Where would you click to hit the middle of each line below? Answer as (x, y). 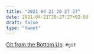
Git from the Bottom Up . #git (41, 45)
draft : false (22, 22)
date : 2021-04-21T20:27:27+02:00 (47, 17)
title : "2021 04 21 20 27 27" (43, 11)
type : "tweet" (24, 28)
